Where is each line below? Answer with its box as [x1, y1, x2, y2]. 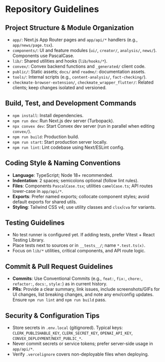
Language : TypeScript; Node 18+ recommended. [12, 172, 114, 178]
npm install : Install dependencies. [12, 112, 84, 118]
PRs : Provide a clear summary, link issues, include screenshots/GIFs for [12, 286, 161, 292]
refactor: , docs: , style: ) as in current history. [12, 281, 108, 287]
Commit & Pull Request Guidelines [5, 262, 113, 271]
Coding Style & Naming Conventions [5, 159, 121, 167]
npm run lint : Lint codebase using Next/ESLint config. [12, 144, 125, 150]
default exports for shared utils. [12, 199, 77, 205]
